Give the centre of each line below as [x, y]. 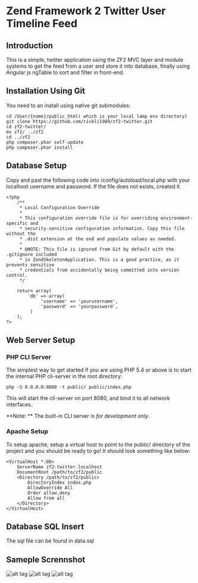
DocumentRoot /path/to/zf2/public [59, 472]
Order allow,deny [49, 493]
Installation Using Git [45, 91]
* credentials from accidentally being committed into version [99, 270]
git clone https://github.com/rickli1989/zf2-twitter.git [79, 121]
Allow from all [46, 498]
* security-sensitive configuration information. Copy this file [102, 228]
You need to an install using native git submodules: [68, 105]
